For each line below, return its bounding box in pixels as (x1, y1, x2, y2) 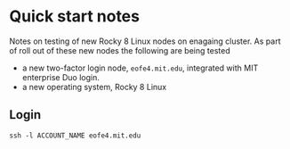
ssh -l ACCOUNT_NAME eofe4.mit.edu (9, 131, 141, 140)
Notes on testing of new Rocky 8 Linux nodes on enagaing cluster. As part (9, 36, 281, 46)
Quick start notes (9, 6, 141, 27)
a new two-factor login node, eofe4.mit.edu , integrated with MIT (21, 62, 259, 73)
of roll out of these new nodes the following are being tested (9, 45, 230, 55)
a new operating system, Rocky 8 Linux (21, 81, 167, 92)
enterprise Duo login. (21, 71, 100, 82)
